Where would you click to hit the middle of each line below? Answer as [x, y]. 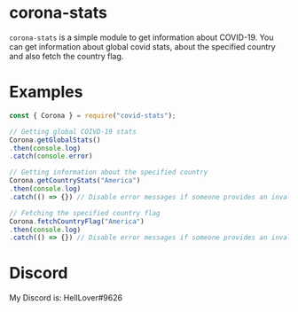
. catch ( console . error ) [51, 156]
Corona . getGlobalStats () [55, 140]
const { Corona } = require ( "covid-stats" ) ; [93, 115]
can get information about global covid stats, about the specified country [143, 46]
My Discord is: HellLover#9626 [66, 298]
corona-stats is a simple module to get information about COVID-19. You [141, 37]
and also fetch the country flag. [67, 56]
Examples [46, 92]
